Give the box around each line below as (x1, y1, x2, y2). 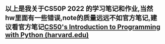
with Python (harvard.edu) (5, 31, 89, 39)
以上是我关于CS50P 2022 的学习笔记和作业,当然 (5, 4, 153, 13)
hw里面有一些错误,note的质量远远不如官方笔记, (5, 14, 151, 22)
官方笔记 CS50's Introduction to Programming (18, 23, 161, 31)
